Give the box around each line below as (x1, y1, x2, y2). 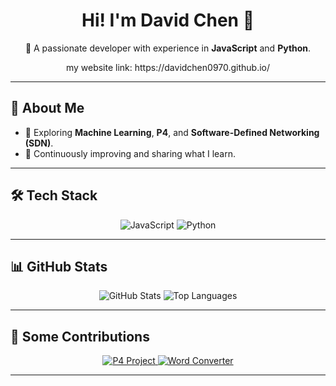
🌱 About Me (10, 100, 85, 117)
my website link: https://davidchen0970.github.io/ (65, 61, 271, 73)
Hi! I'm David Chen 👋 (81, 9, 255, 32)
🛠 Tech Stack (10, 187, 98, 204)
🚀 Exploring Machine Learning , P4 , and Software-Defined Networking (24, 126, 320, 138)
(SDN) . (24, 137, 54, 149)
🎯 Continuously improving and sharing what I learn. (24, 147, 237, 159)
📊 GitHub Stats (10, 258, 108, 275)
